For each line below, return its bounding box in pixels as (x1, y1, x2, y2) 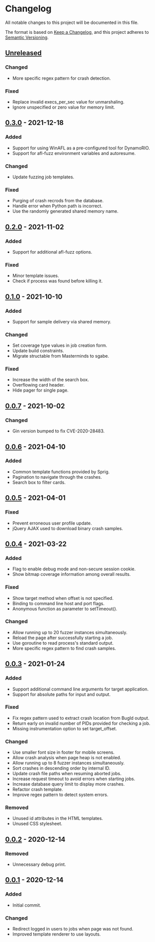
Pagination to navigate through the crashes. (12, 474, 102, 480)
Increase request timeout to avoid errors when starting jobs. (12, 776, 136, 782)
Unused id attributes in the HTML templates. (12, 815, 103, 821)
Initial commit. (12, 902, 41, 908)
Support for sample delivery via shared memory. (12, 318, 112, 324)
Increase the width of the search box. (12, 377, 89, 383)
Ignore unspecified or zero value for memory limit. (12, 104, 115, 110)
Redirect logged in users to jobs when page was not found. (12, 926, 134, 932)
